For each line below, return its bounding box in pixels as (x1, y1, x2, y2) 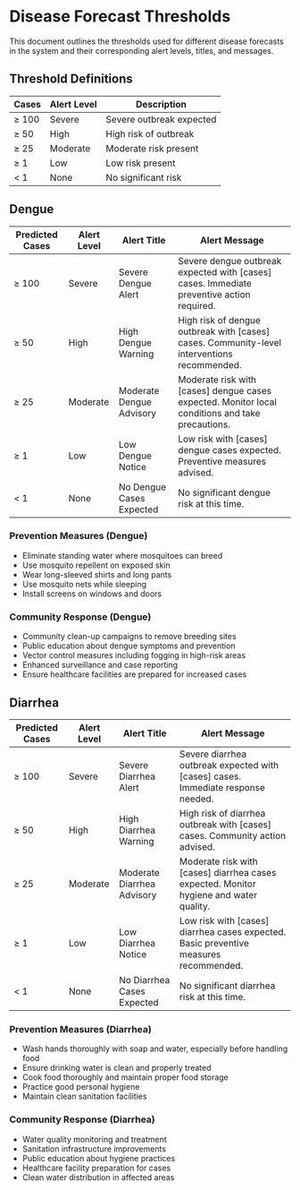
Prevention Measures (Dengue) (9, 530, 148, 543)
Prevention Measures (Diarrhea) (9, 1023, 152, 1035)
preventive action (178, 288, 251, 301)
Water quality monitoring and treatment (21, 1134, 167, 1144)
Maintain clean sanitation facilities (21, 1091, 147, 1102)
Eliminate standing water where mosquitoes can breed (21, 550, 223, 561)
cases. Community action (179, 829, 287, 842)
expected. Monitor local (178, 396, 277, 408)
